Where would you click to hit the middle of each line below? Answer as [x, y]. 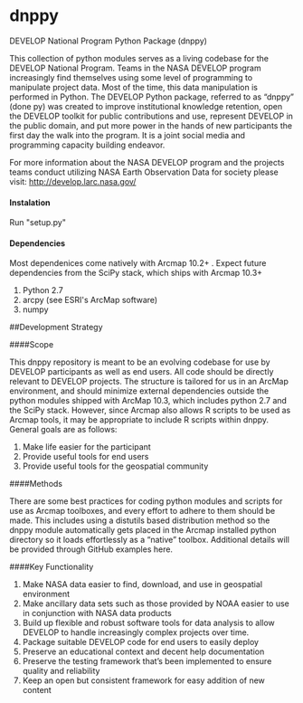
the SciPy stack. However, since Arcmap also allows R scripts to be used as [150, 410]
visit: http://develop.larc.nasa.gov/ [73, 181]
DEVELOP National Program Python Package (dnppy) [109, 41]
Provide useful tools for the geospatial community [115, 466]
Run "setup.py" [38, 223]
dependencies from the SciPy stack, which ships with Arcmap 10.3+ [136, 273]
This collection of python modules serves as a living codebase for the [139, 58]
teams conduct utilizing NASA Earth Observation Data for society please [144, 172]
